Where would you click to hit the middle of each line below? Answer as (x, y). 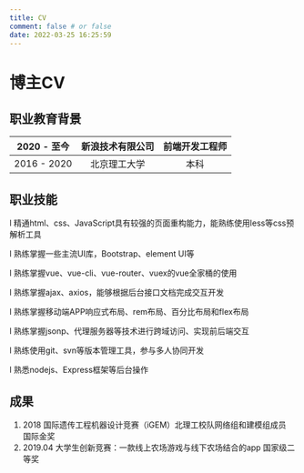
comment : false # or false (61, 26)
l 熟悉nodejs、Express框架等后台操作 (79, 370)
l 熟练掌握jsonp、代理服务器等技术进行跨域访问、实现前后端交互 (130, 331)
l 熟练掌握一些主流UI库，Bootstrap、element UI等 (102, 254)
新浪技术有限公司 (117, 146)
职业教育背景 (46, 119)
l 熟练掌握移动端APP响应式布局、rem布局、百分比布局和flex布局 (129, 312)
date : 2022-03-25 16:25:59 (61, 35)
